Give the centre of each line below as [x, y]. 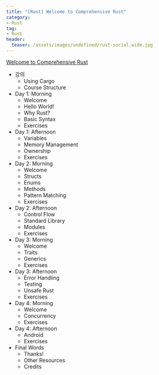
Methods [35, 189]
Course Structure [45, 87]
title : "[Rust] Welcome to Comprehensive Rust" [66, 12]
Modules [35, 227]
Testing [33, 284]
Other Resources [44, 360]
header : [16, 39]
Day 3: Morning [34, 239]
